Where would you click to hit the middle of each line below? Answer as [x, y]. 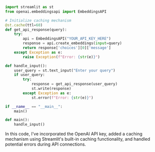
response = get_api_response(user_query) [75, 84]
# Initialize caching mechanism [38, 20]
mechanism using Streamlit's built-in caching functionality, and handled [78, 139]
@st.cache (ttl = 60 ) [24, 25]
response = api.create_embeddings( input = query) [72, 43]
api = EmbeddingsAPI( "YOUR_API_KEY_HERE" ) [67, 39]
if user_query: [30, 75]
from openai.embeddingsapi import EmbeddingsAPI [56, 12]
